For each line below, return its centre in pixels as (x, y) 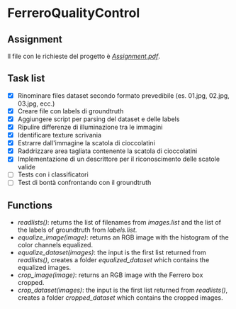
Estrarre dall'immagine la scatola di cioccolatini (86, 143)
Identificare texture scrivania (59, 135)
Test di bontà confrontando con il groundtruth (84, 183)
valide (26, 167)
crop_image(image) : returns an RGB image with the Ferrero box (110, 275)
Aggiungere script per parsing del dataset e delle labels (99, 119)
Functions (30, 205)
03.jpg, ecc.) (36, 103)
